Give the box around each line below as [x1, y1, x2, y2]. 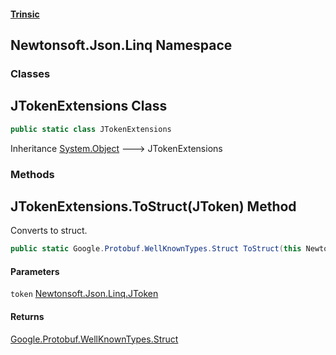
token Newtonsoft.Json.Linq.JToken [10, 288, 159, 300]
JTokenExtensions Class [10, 98, 168, 115]
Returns [10, 311, 45, 322]
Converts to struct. [10, 225, 88, 237]
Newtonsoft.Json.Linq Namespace [10, 36, 233, 54]
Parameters [10, 265, 60, 277]
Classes [10, 66, 51, 80]
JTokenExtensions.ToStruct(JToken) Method [10, 198, 297, 215]
